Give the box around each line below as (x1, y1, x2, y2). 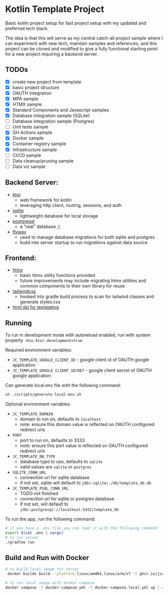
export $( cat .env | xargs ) (5, 530, 64, 535)
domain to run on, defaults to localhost (19, 416, 101, 422)
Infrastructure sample (12, 146, 57, 152)
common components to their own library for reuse (19, 283, 125, 289)
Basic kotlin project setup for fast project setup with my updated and (5, 20, 146, 26)
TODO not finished (19, 490, 58, 496)
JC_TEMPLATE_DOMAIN (12, 411, 53, 417)
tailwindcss (12, 288, 36, 294)
